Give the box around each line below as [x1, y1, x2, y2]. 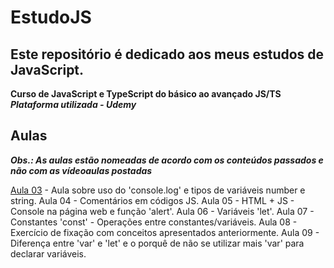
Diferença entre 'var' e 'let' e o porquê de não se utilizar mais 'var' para [10, 237, 305, 249]
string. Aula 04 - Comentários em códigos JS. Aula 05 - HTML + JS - [10, 194, 295, 206]
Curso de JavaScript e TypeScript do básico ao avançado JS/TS [10, 88, 282, 100]
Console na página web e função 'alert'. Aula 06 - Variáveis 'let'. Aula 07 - [10, 205, 315, 217]
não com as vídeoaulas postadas [10, 164, 153, 176]
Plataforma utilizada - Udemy [10, 99, 137, 110]
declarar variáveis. [10, 247, 87, 260]
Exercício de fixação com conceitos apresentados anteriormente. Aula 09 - [10, 226, 320, 238]
